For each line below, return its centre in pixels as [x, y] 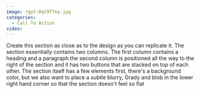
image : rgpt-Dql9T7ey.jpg [38, 12]
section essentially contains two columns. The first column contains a [92, 52]
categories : [21, 17]
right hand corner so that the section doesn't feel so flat [75, 84]
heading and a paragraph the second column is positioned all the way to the [100, 58]
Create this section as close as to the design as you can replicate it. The [95, 46]
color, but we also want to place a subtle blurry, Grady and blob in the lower [100, 77]
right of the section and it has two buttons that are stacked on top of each [98, 65]
